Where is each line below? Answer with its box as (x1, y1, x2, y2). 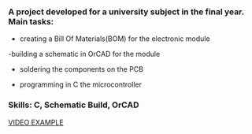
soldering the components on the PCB (19, 65, 144, 74)
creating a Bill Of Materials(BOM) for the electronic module (19, 34, 210, 43)
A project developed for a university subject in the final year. (8, 6, 244, 17)
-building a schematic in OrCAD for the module (8, 50, 161, 59)
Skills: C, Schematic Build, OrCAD (8, 99, 139, 110)
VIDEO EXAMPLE (8, 117, 65, 127)
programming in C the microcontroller (19, 80, 142, 89)
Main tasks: (8, 16, 54, 27)
